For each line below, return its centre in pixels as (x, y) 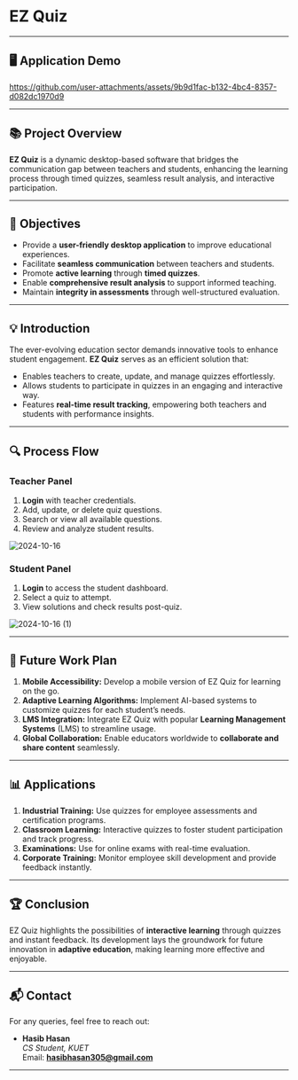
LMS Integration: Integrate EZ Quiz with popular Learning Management (154, 719)
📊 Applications (52, 785)
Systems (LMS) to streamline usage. (89, 728)
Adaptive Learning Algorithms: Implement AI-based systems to (139, 700)
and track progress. (58, 839)
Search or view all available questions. (92, 519)
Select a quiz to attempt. (67, 598)
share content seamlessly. (71, 747)
